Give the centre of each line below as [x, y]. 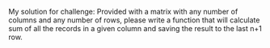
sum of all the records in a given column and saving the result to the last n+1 [135, 28]
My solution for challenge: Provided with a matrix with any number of [123, 12]
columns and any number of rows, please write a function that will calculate [134, 20]
